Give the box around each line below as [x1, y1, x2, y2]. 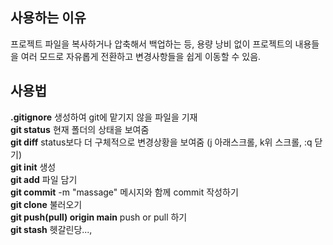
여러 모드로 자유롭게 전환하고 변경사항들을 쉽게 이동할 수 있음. [20, 50, 262, 62]
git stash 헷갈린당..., [10, 223, 93, 235]
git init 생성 [10, 161, 57, 173]
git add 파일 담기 [10, 173, 78, 185]
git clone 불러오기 [10, 198, 83, 210]
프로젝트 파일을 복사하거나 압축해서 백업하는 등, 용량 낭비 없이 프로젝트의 [10, 38, 293, 50]
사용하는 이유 [10, 9, 87, 27]
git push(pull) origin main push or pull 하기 [10, 211, 188, 223]
